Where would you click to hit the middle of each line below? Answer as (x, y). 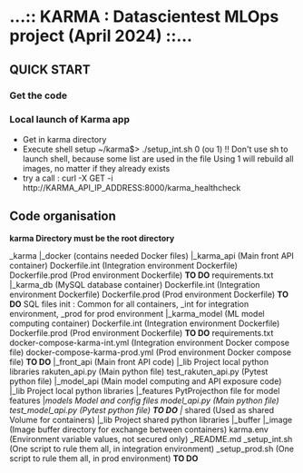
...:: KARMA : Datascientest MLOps (144, 17)
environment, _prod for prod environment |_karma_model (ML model (137, 313)
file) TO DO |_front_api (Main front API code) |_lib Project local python (139, 361)
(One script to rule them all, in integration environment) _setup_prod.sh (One (152, 448)
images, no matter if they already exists (96, 168)
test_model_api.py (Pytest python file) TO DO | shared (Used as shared (142, 409)
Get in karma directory (64, 139)
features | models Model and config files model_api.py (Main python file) (144, 400)
